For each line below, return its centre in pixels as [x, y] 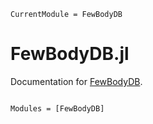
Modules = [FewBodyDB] [57, 108]
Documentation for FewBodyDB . [76, 81]
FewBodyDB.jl [70, 54]
